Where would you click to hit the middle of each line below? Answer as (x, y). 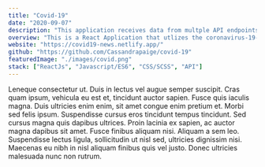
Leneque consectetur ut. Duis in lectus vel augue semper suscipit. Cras (124, 89)
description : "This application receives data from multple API (116, 30)
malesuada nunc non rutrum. (55, 156)
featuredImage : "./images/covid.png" (70, 60)
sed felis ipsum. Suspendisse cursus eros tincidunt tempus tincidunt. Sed (127, 114)
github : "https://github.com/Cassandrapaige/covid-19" (100, 52)
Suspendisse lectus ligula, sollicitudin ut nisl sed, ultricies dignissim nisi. (125, 139)
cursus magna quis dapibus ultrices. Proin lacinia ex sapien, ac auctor (121, 122)
